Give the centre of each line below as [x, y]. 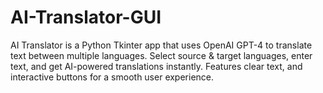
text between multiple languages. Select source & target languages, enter [161, 55]
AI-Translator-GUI [86, 17]
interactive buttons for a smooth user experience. [112, 77]
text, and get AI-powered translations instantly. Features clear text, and [156, 66]
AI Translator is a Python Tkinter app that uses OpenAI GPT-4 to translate [161, 45]
